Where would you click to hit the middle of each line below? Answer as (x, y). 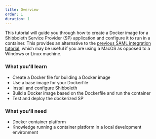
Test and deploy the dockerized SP (48, 98)
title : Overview (22, 10)
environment (25, 132)
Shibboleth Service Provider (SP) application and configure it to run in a (78, 38)
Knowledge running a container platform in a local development (77, 127)
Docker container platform (39, 122)
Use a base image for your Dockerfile (50, 82)
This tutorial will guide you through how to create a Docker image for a (77, 33)
